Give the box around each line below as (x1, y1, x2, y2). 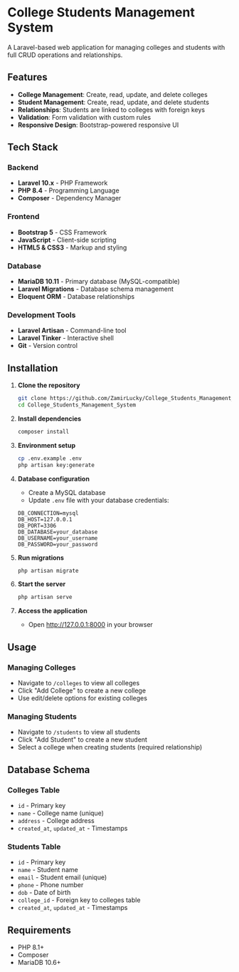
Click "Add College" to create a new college (17, 686, 147, 695)
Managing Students (7, 711, 77, 721)
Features (7, 71, 48, 83)
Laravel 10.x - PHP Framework (17, 179, 108, 188)
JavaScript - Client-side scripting (17, 235, 117, 244)
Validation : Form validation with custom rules (17, 113, 152, 121)
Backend (7, 163, 39, 173)
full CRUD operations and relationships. (7, 51, 123, 59)
